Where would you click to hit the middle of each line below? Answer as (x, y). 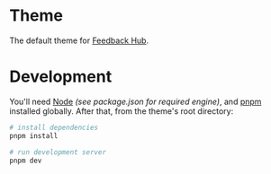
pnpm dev (26, 161)
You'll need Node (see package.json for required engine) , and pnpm (135, 101)
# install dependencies (54, 127)
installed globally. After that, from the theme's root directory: (122, 111)
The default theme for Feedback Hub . (79, 40)
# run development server (58, 152)
